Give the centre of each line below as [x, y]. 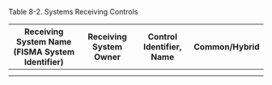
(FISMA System [44, 52]
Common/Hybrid [227, 47]
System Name [44, 42]
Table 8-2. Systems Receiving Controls [73, 12]
